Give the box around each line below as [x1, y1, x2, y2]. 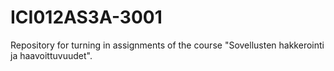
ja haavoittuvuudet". [10, 49, 93, 61]
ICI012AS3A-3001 [10, 6, 163, 29]
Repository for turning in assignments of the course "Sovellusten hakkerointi [10, 39, 325, 51]
